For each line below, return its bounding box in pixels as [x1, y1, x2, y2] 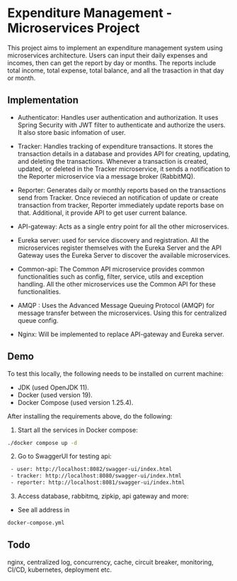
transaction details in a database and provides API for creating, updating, [17, 149, 231, 157]
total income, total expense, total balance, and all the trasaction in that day [7, 66, 224, 74]
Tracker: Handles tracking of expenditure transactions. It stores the [17, 142, 214, 150]
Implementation [7, 94, 79, 106]
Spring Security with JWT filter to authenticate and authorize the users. [17, 121, 226, 129]
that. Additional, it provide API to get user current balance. [17, 208, 187, 217]
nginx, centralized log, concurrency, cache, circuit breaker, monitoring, [7, 558, 214, 566]
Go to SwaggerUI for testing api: [17, 452, 112, 460]
